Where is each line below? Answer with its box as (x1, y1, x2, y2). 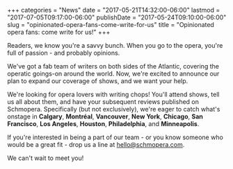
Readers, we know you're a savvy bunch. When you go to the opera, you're (7, 42, 223, 49)
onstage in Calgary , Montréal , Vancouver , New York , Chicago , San (7, 112, 204, 121)
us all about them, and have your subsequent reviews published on (7, 98, 200, 106)
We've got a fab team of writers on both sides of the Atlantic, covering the (7, 62, 219, 70)
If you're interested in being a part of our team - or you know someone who (7, 133, 224, 141)
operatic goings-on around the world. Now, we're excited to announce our (7, 69, 220, 78)
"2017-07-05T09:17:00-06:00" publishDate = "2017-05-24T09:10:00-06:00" (7, 13, 227, 21)
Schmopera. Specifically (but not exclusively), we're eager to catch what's (7, 105, 220, 113)
